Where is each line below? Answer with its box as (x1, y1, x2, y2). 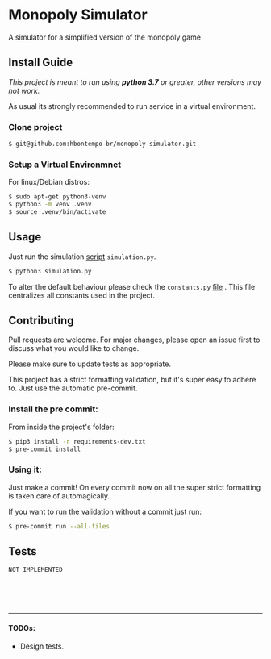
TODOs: (8, 623, 36, 632)
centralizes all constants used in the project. (8, 290, 156, 300)
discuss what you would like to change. (8, 344, 140, 353)
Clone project (8, 121, 63, 132)
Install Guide (8, 56, 73, 69)
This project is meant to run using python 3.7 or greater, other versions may (8, 77, 262, 86)
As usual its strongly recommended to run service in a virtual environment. (8, 101, 256, 111)
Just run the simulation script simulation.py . (8, 252, 156, 261)
